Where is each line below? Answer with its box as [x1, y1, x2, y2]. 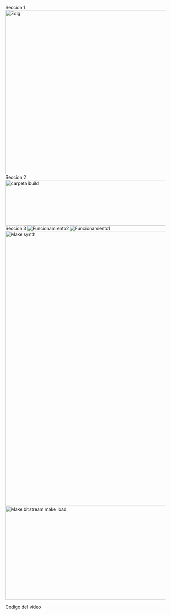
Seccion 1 [5, 5, 25, 10]
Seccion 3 [5, 225, 26, 231]
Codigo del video [5, 604, 41, 610]
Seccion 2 [5, 174, 26, 180]
